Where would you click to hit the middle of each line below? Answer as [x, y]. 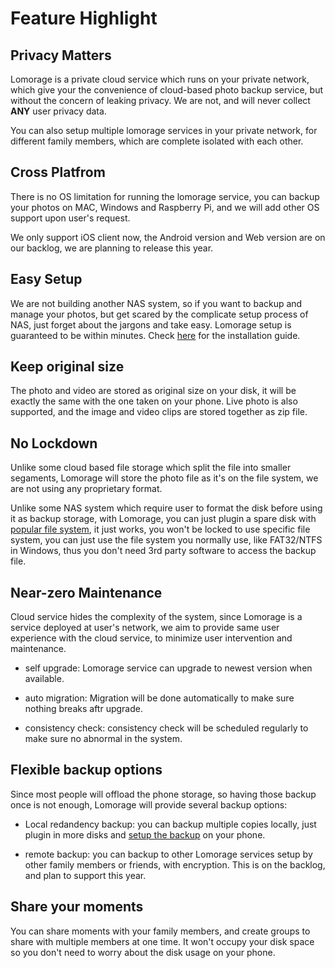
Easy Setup [46, 279]
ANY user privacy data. [58, 111]
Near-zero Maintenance [86, 592]
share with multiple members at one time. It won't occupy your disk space [162, 941]
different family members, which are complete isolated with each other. [157, 141]
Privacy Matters [61, 55]
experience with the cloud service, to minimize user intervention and [151, 638]
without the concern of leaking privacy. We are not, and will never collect [160, 100]
